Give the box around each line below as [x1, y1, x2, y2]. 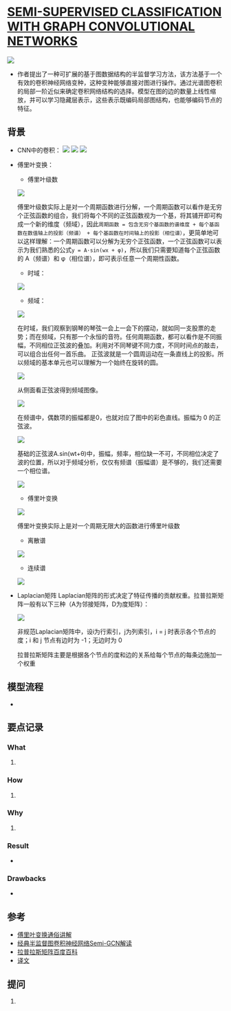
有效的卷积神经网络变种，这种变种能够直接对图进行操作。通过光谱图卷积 [16, 78, 222, 87]
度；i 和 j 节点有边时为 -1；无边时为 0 [16, 635, 122, 644]
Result [7, 840, 30, 850]
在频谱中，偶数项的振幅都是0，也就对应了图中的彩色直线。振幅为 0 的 [16, 413, 215, 422]
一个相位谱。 [16, 466, 54, 475]
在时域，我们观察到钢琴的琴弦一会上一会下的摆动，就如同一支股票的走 [16, 324, 217, 332]
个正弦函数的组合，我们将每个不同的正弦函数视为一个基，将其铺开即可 [16, 211, 217, 219]
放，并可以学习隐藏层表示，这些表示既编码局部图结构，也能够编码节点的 [16, 96, 222, 104]
